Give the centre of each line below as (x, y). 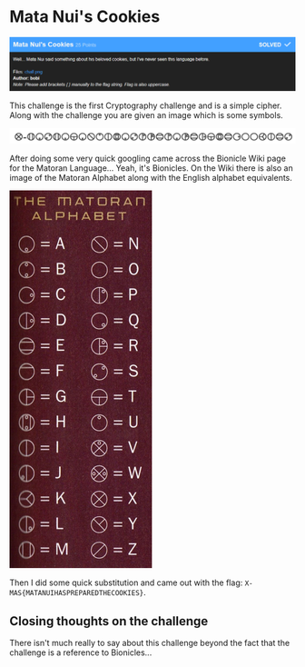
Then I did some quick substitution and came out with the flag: (126, 582)
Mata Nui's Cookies (85, 17)
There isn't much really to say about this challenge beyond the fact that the (150, 643)
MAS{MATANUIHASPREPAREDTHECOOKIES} (77, 593)
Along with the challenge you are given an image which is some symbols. (146, 114)
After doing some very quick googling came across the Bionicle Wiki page (148, 159)
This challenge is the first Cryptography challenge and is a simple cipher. (146, 105)
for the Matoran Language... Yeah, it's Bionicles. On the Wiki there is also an (151, 168)
